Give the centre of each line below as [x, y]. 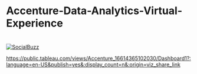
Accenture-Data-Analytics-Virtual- [94, 11]
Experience [35, 23]
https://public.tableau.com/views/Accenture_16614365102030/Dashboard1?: [99, 58]
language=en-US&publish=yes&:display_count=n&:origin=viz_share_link [93, 65]
